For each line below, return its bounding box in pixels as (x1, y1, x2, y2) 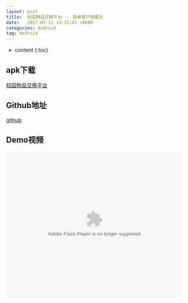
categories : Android (6, 25, 57, 31)
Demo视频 (6, 135, 44, 145)
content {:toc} (14, 46, 49, 53)
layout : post (6, 8, 38, 15)
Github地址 (6, 100, 47, 110)
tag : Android (6, 31, 38, 36)
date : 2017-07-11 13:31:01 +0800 (6, 19, 93, 25)
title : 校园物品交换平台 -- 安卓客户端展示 (6, 14, 104, 20)
